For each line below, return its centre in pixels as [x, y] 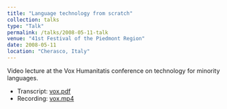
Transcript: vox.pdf [44, 91]
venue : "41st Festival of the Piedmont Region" [76, 39]
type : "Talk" [26, 26]
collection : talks [33, 20]
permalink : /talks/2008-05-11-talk [58, 32]
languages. [23, 78]
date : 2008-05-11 [32, 45]
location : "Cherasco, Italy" [49, 52]
